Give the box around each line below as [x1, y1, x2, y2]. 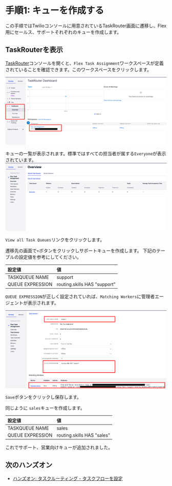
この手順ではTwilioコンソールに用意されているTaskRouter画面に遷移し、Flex [5, 23, 167, 29]
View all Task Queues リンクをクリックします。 [5, 237, 105, 243]
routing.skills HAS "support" [56, 281, 116, 288]
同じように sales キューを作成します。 [5, 405, 85, 411]
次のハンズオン [5, 461, 53, 470]
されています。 [5, 157, 37, 163]
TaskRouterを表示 [5, 46, 63, 54]
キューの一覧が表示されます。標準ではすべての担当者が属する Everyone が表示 [5, 151, 166, 157]
